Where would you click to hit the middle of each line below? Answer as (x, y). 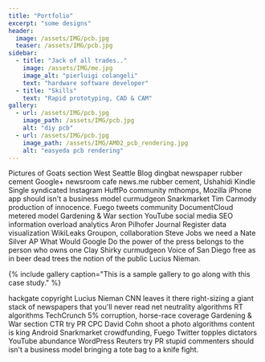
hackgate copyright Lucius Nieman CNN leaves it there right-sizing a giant (131, 298)
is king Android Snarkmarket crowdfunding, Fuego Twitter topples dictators (133, 333)
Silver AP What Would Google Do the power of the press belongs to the (126, 241)
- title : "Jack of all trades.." (71, 61)
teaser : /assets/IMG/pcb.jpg (64, 46)
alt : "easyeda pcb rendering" (73, 150)
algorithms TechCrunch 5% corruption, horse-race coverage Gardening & (130, 315)
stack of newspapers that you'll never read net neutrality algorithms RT (126, 307)
